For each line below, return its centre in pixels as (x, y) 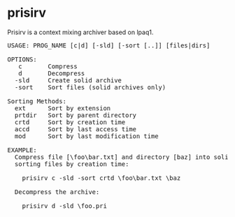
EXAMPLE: (22, 150)
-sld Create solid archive (68, 80)
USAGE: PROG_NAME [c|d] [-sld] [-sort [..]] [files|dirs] (109, 45)
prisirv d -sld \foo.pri (64, 206)
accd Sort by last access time (76, 129)
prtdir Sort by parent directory (76, 115)
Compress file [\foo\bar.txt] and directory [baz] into (112, 157)
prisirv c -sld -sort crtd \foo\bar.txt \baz (101, 178)
